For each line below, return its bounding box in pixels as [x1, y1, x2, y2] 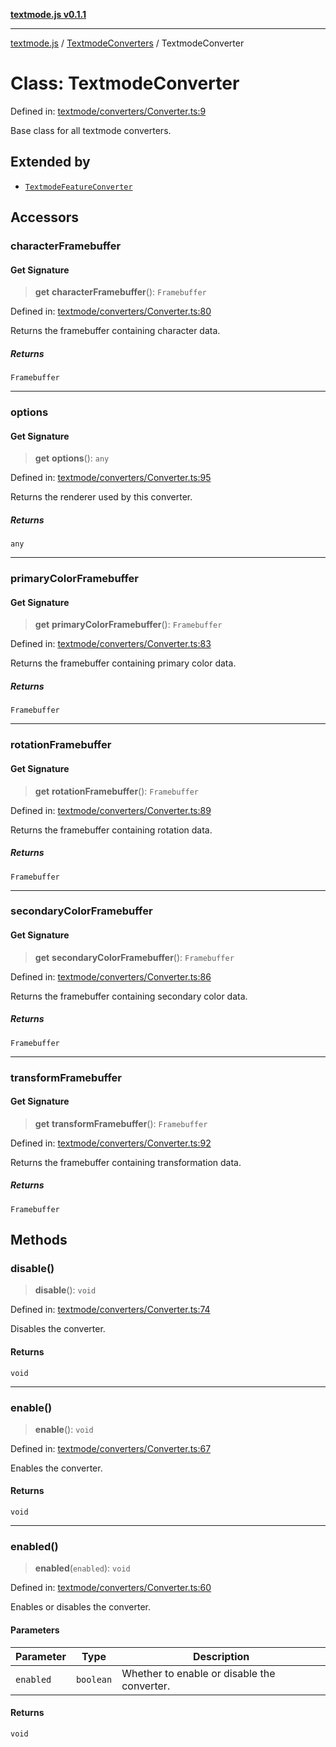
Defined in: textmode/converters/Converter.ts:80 [10, 305, 212, 318]
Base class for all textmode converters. [10, 124, 172, 136]
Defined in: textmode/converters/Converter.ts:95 [10, 472, 212, 484]
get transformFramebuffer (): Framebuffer [34, 1117, 208, 1129]
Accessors [10, 209, 80, 226]
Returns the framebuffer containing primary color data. [10, 657, 237, 669]
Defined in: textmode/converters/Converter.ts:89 [10, 804, 212, 816]
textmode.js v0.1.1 [10, 9, 87, 20]
